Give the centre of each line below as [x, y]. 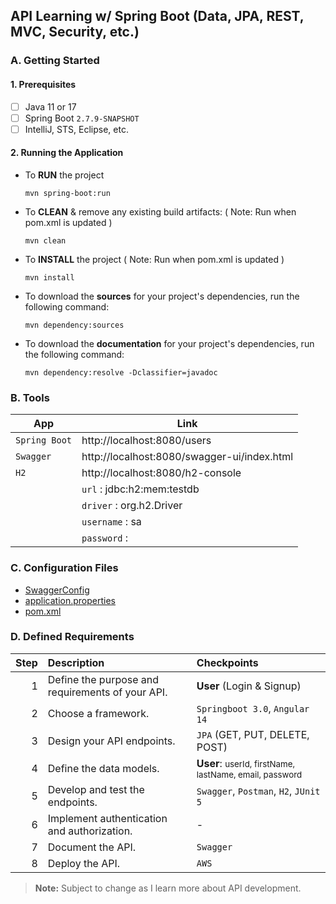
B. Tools [30, 397]
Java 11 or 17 [50, 106]
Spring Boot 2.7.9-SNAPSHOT [82, 118]
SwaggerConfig [57, 590]
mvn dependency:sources [74, 325]
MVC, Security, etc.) [75, 32]
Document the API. [92, 847]
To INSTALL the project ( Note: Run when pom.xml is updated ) [154, 259]
